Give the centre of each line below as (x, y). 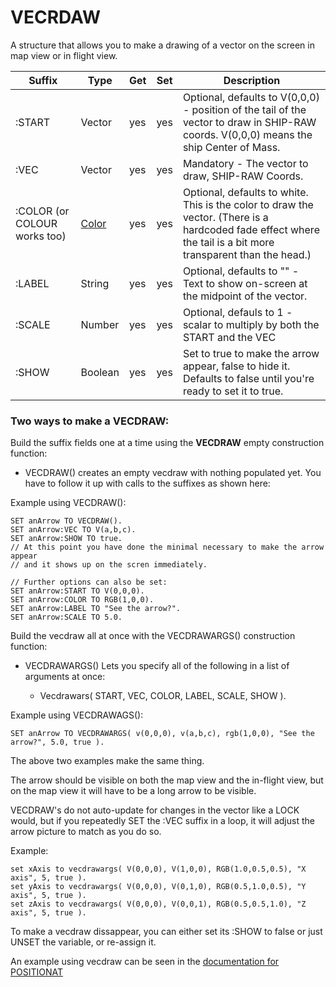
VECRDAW (56, 17)
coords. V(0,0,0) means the (247, 134)
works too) (41, 236)
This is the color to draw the (248, 204)
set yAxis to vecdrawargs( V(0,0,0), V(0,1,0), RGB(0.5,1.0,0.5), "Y (158, 887)
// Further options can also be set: (89, 582)
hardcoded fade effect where (251, 229)
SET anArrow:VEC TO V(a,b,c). (73, 530)
